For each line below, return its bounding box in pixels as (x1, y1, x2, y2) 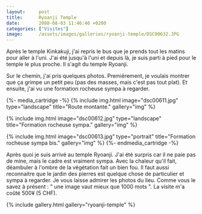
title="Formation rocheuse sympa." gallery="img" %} (6, 121, 137, 128)
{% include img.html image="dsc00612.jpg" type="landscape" (6, 115, 162, 122)
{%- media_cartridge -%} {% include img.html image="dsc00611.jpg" (6, 97, 178, 104)
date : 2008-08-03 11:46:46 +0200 (6, 20, 107, 26)
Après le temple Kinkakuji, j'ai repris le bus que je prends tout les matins (6, 48, 185, 55)
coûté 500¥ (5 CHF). (6, 189, 57, 197)
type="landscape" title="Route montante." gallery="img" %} (6, 103, 156, 110)
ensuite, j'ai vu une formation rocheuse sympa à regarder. (6, 85, 150, 92)
